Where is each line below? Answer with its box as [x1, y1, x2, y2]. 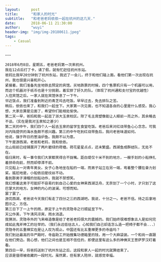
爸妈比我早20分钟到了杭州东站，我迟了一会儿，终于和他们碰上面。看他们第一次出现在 [5, 72, 150, 78]
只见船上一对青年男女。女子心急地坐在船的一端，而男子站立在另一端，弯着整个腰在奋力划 [5, 165, 156, 170]
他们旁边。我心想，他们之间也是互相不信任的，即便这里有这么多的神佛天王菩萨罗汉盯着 [8, 237, 156, 243]
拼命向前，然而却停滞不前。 [8, 160, 56, 165]
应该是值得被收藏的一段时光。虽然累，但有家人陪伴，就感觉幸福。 [5, 253, 117, 258]
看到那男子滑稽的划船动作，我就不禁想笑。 [5, 176, 77, 180]
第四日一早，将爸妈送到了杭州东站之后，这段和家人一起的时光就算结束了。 [5, 248, 132, 253]
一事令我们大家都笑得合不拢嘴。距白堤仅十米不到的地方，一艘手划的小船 [26, 155, 149, 160]
